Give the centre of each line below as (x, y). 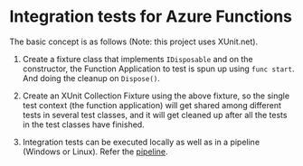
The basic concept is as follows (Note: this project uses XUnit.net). (134, 41)
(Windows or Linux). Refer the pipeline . (95, 152)
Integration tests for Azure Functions (151, 17)
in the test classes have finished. (83, 124)
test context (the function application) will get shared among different (152, 105)
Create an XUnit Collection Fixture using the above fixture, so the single (156, 96)
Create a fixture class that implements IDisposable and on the (137, 59)
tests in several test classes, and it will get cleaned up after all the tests (155, 115)
